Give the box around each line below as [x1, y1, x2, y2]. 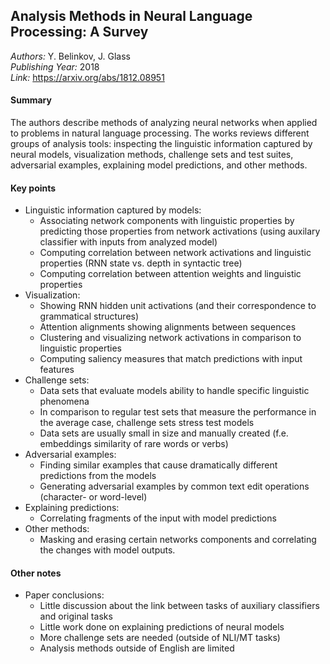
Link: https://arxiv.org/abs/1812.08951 [10, 71, 165, 83]
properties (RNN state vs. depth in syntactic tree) [39, 257, 243, 269]
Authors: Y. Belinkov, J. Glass [10, 50, 131, 62]
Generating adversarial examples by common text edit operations [39, 480, 310, 493]
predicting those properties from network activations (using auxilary [39, 225, 321, 238]
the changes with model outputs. [39, 544, 176, 556]
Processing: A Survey [10, 24, 149, 41]
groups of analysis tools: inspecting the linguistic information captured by [10, 138, 313, 150]
